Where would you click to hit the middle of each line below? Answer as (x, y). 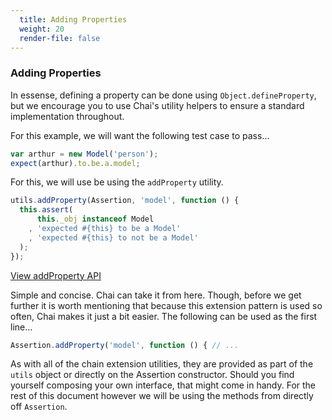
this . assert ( (46, 210)
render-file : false (60, 38)
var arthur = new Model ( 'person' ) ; (84, 154)
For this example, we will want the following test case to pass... (140, 135)
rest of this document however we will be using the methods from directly (162, 396)
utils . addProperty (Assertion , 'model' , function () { (125, 201)
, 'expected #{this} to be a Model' (105, 229)
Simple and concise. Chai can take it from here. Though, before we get (156, 295)
